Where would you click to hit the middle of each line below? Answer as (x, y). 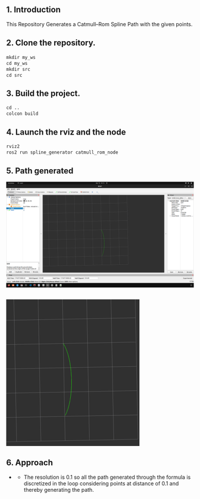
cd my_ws (17, 63)
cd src (14, 75)
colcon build (22, 114)
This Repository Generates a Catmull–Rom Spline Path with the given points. (99, 24)
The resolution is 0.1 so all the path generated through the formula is (107, 477)
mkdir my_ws (21, 57)
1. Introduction (33, 10)
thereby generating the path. (59, 489)
